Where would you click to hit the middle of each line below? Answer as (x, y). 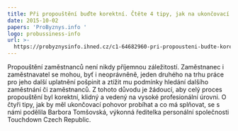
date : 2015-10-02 (33, 21)
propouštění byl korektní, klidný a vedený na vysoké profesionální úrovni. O (117, 97)
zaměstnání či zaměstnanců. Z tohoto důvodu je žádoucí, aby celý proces (115, 90)
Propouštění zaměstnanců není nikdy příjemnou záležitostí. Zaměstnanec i (116, 67)
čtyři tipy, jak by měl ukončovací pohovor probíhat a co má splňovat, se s (114, 104)
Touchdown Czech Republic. (49, 120)
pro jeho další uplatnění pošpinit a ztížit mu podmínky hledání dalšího (108, 82)
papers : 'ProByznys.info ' (47, 27)
